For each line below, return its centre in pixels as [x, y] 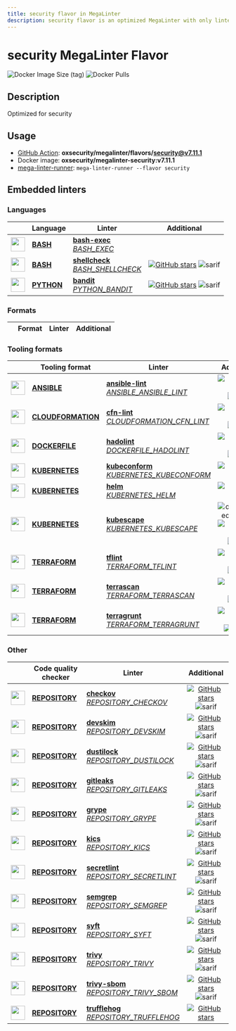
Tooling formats [35, 349]
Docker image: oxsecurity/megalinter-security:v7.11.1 [96, 160]
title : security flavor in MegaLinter [64, 14]
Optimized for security [40, 114]
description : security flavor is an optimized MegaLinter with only [110, 20]
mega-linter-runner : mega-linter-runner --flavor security [104, 168]
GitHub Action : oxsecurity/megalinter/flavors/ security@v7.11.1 [110, 153]
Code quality [56, 668]
